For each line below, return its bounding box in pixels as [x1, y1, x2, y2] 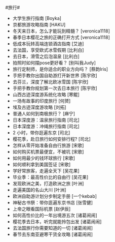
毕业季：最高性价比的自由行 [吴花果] [12, 174, 89, 180]
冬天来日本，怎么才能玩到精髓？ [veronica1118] [12, 28, 110, 34]
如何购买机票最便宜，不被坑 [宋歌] [12, 149, 84, 155]
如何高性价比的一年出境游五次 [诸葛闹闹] [12, 213, 97, 218]
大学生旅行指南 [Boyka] [12, 15, 62, 21]
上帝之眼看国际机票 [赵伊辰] [12, 206, 71, 212]
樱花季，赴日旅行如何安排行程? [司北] [12, 136, 91, 142]
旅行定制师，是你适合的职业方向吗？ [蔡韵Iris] [12, 66, 108, 72]
